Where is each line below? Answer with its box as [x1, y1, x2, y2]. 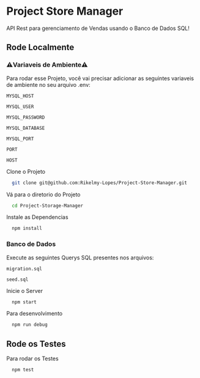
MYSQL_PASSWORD [6, 114, 45, 120]
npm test [12, 367, 34, 373]
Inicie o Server [6, 287, 43, 294]
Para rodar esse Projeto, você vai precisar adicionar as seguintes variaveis [6, 75, 194, 82]
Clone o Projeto [6, 168, 46, 175]
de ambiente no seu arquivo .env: [6, 81, 91, 88]
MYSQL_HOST [6, 93, 34, 99]
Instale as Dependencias [6, 213, 69, 221]
